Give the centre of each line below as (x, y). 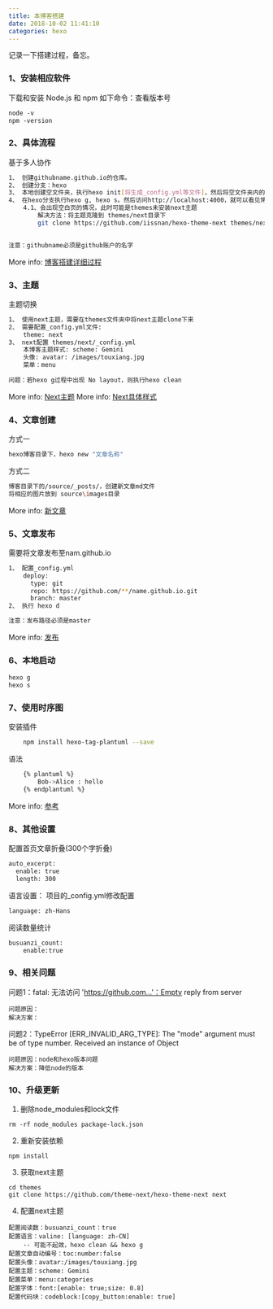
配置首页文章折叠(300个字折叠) (61, 849)
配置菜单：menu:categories (51, 1280)
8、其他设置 (32, 829)
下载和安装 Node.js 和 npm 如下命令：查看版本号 (90, 98)
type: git (46, 583)
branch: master (56, 599)
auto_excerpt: (32, 864)
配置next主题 (42, 1211)
